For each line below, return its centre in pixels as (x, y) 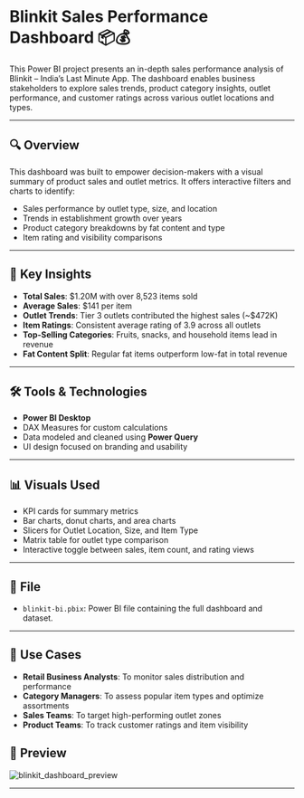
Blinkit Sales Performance (109, 17)
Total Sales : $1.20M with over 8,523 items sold (110, 296)
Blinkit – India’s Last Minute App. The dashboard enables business (133, 78)
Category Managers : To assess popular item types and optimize (143, 696)
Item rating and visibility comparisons (92, 237)
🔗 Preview (38, 753)
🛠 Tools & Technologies (78, 391)
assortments (46, 705)
